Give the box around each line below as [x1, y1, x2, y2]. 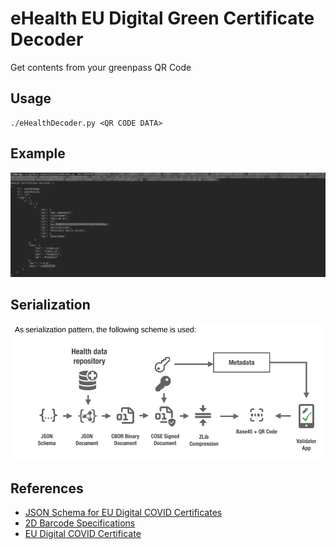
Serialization [10, 297, 91, 314]
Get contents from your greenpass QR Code [10, 61, 192, 73]
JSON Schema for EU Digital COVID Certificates [24, 507, 223, 519]
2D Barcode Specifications [24, 517, 136, 529]
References [10, 480, 84, 497]
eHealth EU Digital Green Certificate [10, 7, 315, 30]
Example [10, 145, 66, 162]
